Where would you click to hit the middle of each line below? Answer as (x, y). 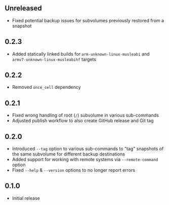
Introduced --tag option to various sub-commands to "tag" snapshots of (88, 149)
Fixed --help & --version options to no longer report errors (73, 170)
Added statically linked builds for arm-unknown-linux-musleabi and (81, 54)
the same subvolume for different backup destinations (68, 154)
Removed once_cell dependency (47, 87)
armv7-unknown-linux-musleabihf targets (54, 59)
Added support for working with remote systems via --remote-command (85, 160)
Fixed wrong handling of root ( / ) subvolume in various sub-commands (85, 115)
